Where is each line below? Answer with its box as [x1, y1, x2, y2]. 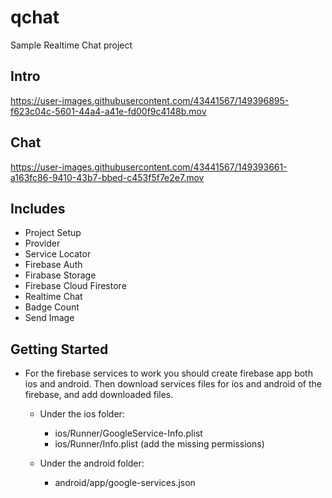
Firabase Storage [24, 269, 97, 281]
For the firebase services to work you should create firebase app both [24, 367, 313, 380]
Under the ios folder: [39, 408, 125, 420]
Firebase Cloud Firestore [24, 280, 127, 292]
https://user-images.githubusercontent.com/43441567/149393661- [10, 161, 288, 173]
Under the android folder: [39, 457, 145, 470]
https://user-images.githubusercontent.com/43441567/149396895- [10, 94, 290, 106]
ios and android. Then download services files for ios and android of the [24, 378, 322, 390]
